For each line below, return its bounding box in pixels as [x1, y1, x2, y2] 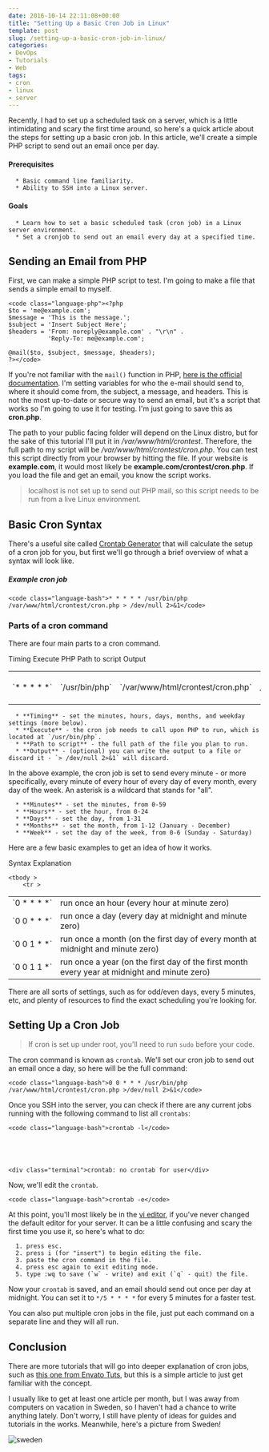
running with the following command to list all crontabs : [8, 1108, 191, 1118]
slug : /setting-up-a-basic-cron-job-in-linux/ [8, 34, 167, 42]
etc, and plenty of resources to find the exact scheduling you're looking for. [8, 995, 258, 1005]
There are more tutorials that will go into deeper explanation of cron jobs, [8, 1362, 250, 1371]
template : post [8, 26, 59, 34]
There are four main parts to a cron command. [8, 638, 161, 648]
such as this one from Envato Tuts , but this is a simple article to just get [8, 1370, 243, 1380]
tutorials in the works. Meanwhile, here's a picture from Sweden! [8, 1419, 222, 1430]
